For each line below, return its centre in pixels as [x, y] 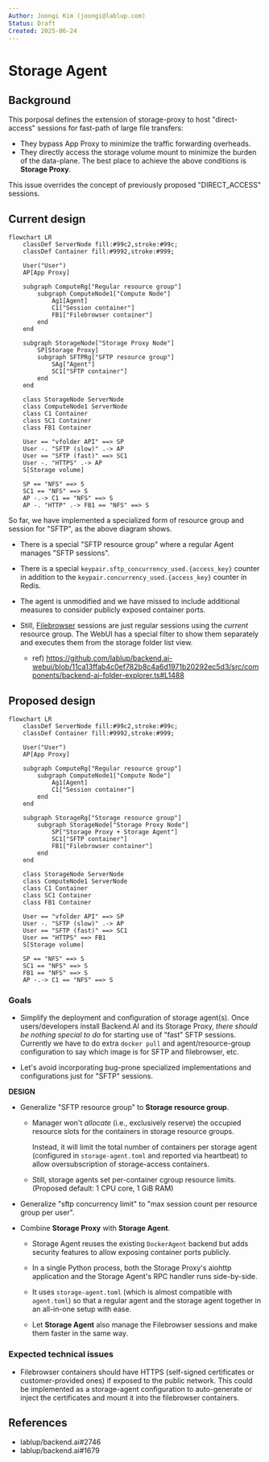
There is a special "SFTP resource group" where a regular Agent [127, 545]
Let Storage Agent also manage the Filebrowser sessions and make [145, 1325]
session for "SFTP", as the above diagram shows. [90, 529]
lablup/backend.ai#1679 [60, 1451]
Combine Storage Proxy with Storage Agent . [95, 1228]
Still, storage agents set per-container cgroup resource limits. [134, 1180]
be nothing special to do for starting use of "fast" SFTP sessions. [128, 1035]
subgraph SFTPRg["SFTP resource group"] [106, 358]
